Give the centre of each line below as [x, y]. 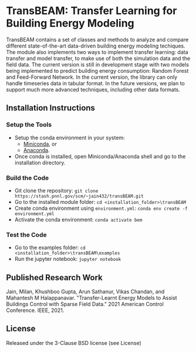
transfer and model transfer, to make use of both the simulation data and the [98, 58]
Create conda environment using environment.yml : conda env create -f [101, 208]
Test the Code [26, 234]
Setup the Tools [29, 125]
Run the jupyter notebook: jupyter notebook [68, 259]
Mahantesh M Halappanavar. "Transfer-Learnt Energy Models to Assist [92, 298]
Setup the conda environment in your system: [70, 138]
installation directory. [40, 162]
